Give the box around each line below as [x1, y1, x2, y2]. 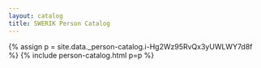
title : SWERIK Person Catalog [8, 19, 111, 28]
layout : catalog [8, 11, 63, 20]
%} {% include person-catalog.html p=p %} [8, 50, 155, 60]
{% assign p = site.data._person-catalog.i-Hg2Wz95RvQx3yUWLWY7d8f [8, 41, 253, 51]
